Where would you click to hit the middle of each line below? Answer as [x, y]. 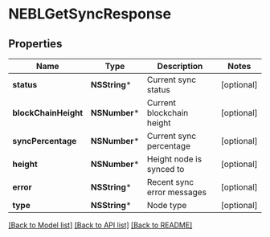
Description [180, 66]
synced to [166, 169]
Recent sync [171, 182]
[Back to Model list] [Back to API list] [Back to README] [100, 225]
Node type [167, 205]
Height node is [175, 159]
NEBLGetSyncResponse [90, 14]
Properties [35, 44]
